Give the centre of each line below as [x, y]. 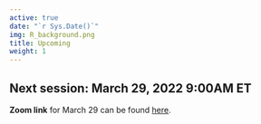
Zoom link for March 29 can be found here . [91, 110]
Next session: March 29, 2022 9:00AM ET [130, 88]
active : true [34, 18]
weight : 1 [28, 52]
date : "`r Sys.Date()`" [54, 26]
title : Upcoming [40, 43]
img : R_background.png [52, 34]
